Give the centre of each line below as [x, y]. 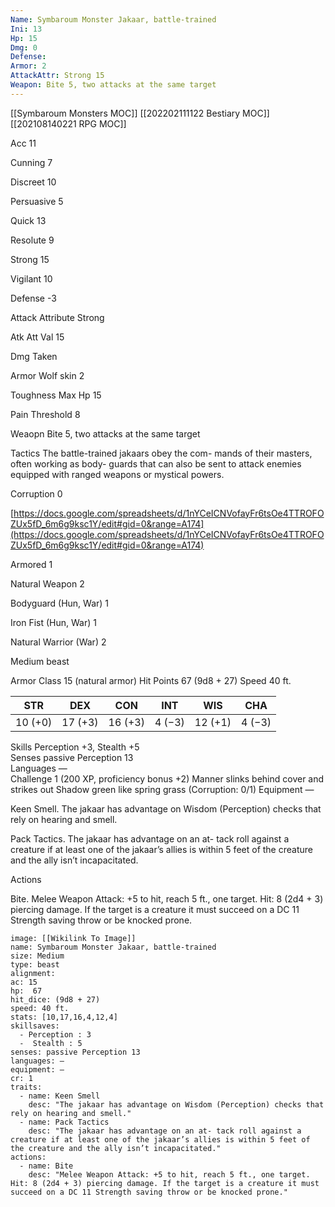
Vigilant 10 [31, 278]
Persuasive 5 [37, 201]
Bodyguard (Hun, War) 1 [60, 603]
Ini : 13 [26, 29]
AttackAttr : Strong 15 [57, 76]
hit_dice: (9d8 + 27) [55, 999]
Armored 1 [31, 564]
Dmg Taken [34, 356]
